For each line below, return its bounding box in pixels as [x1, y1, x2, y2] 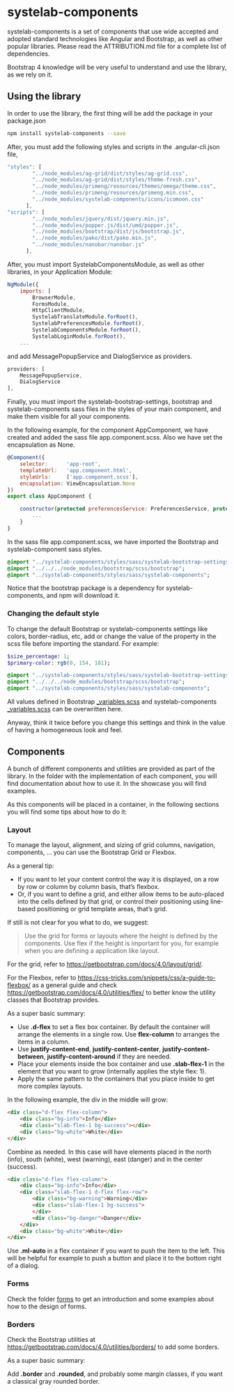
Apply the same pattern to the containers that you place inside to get [17, 1074, 214, 1083]
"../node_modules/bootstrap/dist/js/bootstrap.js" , [32, 228, 186, 235]
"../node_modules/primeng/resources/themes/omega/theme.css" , [32, 183, 217, 190]
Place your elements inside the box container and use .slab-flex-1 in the [17, 1060, 225, 1068]
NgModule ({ [7, 281, 39, 288]
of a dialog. [7, 1262, 40, 1270]
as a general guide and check [32, 981, 117, 989]
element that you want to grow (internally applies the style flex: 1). [17, 1067, 207, 1076]
